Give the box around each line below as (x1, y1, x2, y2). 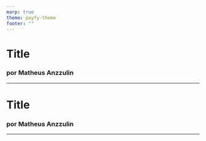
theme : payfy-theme (6, 15, 56, 21)
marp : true (6, 9, 34, 15)
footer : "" (6, 20, 34, 26)
